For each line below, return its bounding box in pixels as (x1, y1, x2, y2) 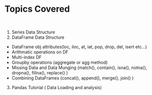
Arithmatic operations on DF (11, 49, 69, 55)
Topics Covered (4, 3, 70, 15)
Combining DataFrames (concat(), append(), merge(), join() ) (11, 75, 134, 81)
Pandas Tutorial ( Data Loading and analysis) (11, 84, 102, 90)
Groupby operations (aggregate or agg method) (11, 59, 108, 65)
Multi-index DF (11, 54, 42, 60)
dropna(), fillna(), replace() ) (11, 70, 68, 75)
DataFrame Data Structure (11, 34, 65, 40)
